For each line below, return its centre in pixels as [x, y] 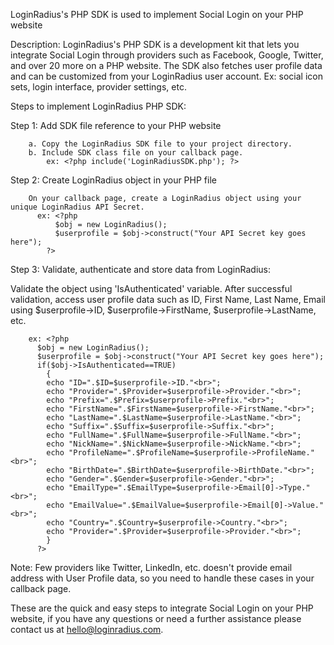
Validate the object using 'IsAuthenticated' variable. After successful [151, 288]
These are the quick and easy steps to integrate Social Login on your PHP [162, 608]
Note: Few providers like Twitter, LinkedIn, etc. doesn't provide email [151, 567]
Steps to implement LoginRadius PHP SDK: [98, 106]
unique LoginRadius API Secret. [77, 207]
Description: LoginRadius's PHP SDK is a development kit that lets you [155, 44]
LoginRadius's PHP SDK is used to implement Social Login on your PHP [157, 14]
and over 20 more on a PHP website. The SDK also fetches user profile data [166, 65]
